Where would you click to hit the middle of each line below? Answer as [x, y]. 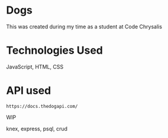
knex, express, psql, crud [37, 129]
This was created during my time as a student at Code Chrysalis [84, 27]
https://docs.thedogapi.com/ [42, 106]
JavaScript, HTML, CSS [35, 67]
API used [29, 91]
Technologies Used [55, 50]
